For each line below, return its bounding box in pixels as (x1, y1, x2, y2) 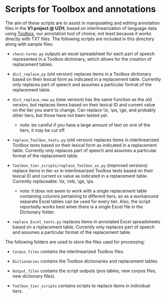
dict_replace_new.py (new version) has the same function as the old (12, 96, 152, 102)
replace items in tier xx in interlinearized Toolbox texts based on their (12, 168, 154, 174)
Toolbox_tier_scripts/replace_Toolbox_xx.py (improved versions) (12, 162, 148, 168)
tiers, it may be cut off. (19, 127, 66, 133)
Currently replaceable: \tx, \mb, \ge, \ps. (12, 178, 95, 184)
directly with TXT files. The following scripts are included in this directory (5, 36, 155, 42)
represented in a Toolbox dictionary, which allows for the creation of (12, 56, 152, 62)
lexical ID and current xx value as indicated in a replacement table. (12, 173, 148, 179)
